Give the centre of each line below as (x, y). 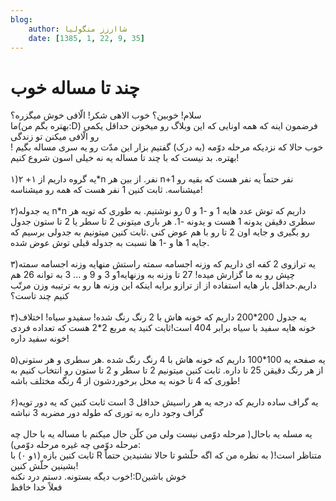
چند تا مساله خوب (75, 87)
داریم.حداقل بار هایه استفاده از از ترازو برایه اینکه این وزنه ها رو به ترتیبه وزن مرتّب (163, 285)
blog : (21, 19)
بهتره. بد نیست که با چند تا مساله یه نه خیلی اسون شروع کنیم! (125, 158)
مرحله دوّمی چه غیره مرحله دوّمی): (75, 445)
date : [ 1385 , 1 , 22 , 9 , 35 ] (86, 38)
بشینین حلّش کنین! (44, 466)
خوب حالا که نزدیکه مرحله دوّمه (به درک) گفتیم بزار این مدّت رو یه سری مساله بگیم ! (167, 147)
